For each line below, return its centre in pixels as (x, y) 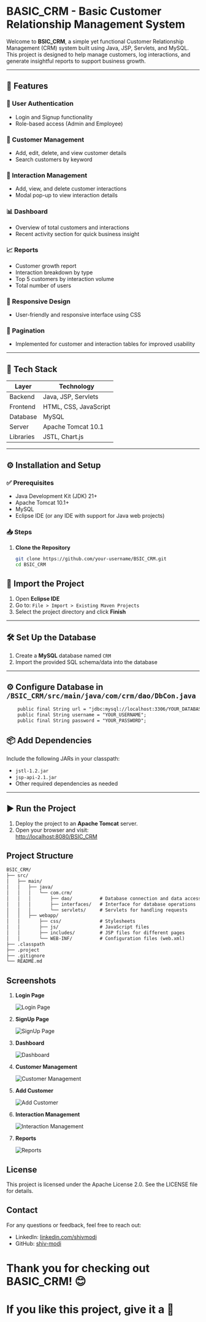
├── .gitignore (26, 956)
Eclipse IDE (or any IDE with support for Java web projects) (90, 515)
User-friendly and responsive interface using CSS (78, 315)
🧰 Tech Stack (32, 369)
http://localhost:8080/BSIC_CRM (56, 836)
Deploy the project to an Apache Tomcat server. (76, 823)
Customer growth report (46, 266)
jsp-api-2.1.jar (36, 777)
